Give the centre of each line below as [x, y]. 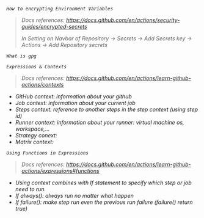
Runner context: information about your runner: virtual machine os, [100, 122]
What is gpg [21, 56]
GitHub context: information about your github [74, 96]
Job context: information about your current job [75, 103]
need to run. [31, 189]
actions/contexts [42, 85]
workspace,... [32, 129]
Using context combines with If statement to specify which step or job [104, 183]
